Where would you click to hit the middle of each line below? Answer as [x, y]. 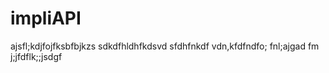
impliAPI [46, 18]
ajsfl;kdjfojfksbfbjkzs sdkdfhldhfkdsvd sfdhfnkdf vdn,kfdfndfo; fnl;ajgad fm [165, 46]
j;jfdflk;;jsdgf [36, 56]
